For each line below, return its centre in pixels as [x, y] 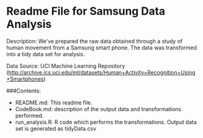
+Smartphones [25, 79]
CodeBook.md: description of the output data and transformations [98, 109]
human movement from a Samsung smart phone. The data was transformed [101, 48]
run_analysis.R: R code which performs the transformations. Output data [106, 122]
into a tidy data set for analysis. [46, 54]
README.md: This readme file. [54, 103]
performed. [29, 115]
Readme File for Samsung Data [86, 11]
